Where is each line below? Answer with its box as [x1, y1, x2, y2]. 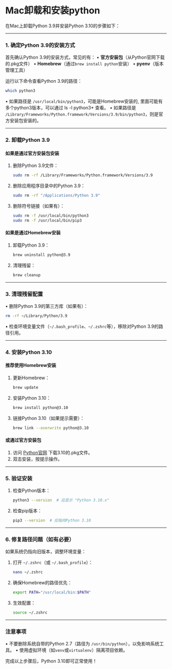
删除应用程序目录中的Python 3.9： [12, 183, 85, 189]
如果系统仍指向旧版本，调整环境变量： [5, 548, 86, 555]
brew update [12, 385, 38, 390]
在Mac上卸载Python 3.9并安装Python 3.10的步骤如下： [5, 23, 120, 29]
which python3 [5, 88, 36, 94]
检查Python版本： [12, 488, 51, 494]
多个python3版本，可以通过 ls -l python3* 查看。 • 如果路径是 [5, 105, 137, 111]
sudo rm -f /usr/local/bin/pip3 [12, 218, 82, 223]
